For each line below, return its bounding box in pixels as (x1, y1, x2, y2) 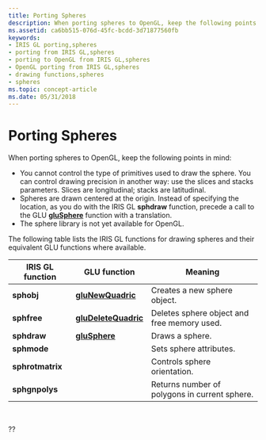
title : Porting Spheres (8, 11, 87, 20)
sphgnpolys (12, 384, 59, 395)
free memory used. (150, 318, 222, 329)
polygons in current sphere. (150, 389, 254, 400)
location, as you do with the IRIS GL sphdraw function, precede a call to (19, 202, 255, 212)
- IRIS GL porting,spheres (8, 41, 97, 49)
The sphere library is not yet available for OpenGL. (19, 219, 184, 228)
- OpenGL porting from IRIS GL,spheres (8, 63, 140, 71)
